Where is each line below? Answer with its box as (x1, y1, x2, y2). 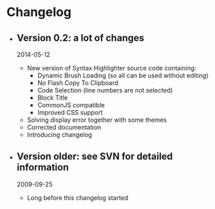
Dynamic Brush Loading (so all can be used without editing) (37, 71, 209, 79)
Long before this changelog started (26, 193, 129, 202)
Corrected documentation (26, 123, 102, 131)
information (16, 162, 69, 173)
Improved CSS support (37, 109, 103, 116)
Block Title (37, 93, 68, 102)
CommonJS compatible (37, 101, 105, 109)
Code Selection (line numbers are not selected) (37, 86, 173, 94)
